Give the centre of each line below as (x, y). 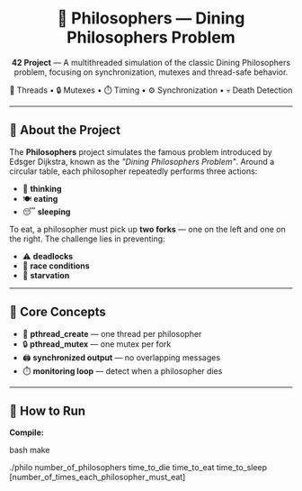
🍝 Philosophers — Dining (151, 18)
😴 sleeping (46, 212)
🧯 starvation (46, 275)
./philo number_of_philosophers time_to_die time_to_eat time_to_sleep (138, 468)
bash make (30, 450)
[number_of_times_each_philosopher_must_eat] (98, 477)
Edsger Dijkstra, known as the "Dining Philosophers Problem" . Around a (142, 161)
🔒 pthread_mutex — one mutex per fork (97, 344)
